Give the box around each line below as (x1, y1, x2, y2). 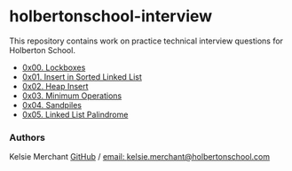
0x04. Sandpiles (21, 99, 83, 110)
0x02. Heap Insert (21, 81, 89, 91)
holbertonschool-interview (9, 6, 213, 27)
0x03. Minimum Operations (21, 90, 122, 101)
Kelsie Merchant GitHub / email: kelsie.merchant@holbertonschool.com (9, 152, 271, 162)
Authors (9, 131, 46, 144)
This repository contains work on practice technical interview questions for (9, 35, 284, 46)
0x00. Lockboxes (21, 62, 86, 73)
